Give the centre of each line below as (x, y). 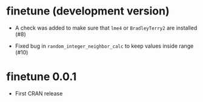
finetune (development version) (88, 11)
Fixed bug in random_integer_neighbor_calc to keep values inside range (104, 46)
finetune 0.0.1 (42, 77)
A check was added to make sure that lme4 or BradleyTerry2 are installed (106, 28)
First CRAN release (39, 93)
